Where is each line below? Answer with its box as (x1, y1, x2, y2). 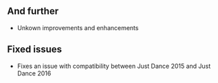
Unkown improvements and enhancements (17, 23, 139, 32)
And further (7, 5, 59, 17)
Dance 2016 (17, 69, 52, 78)
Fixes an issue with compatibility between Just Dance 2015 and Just (17, 62, 211, 70)
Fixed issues (7, 44, 63, 56)
